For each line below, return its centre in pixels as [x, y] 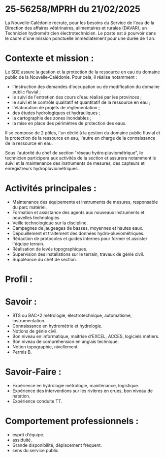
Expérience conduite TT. [37, 401]
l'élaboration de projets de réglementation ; [56, 107]
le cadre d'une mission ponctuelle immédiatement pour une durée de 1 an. [80, 38]
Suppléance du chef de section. [45, 259]
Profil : [19, 279]
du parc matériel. [30, 207]
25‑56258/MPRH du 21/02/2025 [73, 9]
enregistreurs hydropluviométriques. [42, 168]
